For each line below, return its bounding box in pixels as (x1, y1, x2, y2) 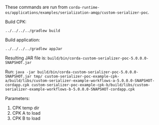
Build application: (5, 37, 40, 43)
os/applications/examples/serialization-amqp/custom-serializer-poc (5, 10, 148, 15)
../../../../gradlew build (5, 28, 60, 33)
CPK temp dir (12, 105, 39, 111)
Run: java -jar (5, 69, 35, 75)
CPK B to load (12, 115, 41, 121)
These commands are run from (5, 4, 68, 10)
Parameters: (5, 96, 30, 101)
